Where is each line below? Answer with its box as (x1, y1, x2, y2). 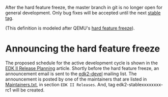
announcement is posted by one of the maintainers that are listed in (5, 76, 147, 82)
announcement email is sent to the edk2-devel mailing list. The (5, 70, 137, 77)
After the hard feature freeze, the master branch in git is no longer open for (5, 5, 163, 10)
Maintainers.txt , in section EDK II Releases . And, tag (5, 81, 116, 87)
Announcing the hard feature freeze (5, 43, 160, 55)
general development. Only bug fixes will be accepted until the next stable (5, 10, 161, 16)
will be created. (12, 87, 45, 93)
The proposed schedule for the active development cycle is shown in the (5, 60, 158, 66)
